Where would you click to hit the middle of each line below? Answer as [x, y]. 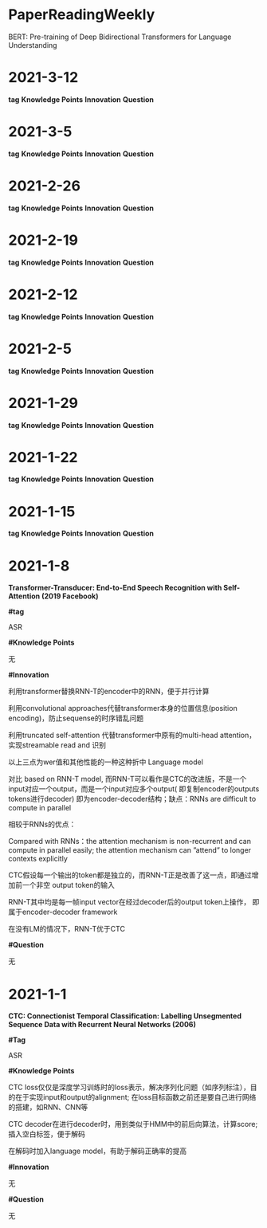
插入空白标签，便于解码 [47, 1134]
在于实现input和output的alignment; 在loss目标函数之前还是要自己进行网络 [135, 1097]
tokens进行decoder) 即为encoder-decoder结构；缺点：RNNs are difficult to [132, 799]
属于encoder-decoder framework [63, 912]
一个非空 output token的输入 [69, 885]
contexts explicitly [38, 859]
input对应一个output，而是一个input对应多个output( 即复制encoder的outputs [134, 789]
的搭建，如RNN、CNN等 [48, 1107]
